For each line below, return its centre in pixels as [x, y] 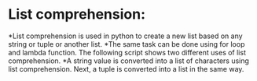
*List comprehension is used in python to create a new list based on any [125, 36]
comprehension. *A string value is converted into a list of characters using [129, 61]
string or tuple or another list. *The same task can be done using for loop [127, 44]
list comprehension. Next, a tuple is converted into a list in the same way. [126, 69]
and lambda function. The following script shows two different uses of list [127, 52]
